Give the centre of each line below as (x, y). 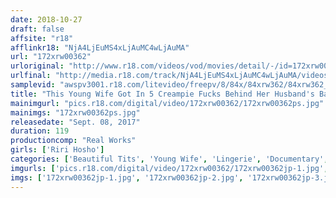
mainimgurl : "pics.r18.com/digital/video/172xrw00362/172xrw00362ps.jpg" (167, 103)
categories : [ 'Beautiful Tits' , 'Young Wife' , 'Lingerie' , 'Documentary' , (169, 159)
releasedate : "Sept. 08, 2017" (75, 122)
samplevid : (33, 85)
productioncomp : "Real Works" (73, 141)
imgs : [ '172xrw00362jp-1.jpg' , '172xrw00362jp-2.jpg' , (127, 177)
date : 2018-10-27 (46, 19)
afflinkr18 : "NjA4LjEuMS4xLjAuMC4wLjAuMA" (100, 47)
